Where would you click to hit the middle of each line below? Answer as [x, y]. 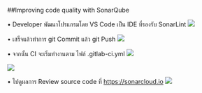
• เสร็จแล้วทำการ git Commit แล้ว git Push [62, 39]
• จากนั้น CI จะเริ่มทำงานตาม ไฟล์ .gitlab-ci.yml [66, 54]
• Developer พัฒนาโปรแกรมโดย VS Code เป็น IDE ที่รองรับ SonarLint [97, 24]
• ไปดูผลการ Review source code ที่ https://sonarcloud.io [86, 82]
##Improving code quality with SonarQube [68, 10]
